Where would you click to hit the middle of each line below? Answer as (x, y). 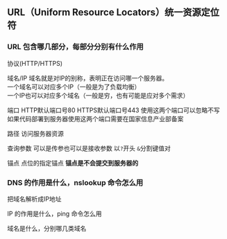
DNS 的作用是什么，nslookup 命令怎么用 (75, 182)
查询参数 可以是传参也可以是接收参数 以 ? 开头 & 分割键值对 (89, 148)
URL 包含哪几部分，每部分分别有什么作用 (75, 47)
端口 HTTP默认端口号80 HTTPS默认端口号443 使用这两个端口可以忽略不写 (113, 110)
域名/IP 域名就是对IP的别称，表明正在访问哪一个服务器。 (88, 78)
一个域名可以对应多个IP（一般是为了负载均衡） (74, 87)
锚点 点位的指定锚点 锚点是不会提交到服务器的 (73, 163)
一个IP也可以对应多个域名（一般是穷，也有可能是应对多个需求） (98, 95)
